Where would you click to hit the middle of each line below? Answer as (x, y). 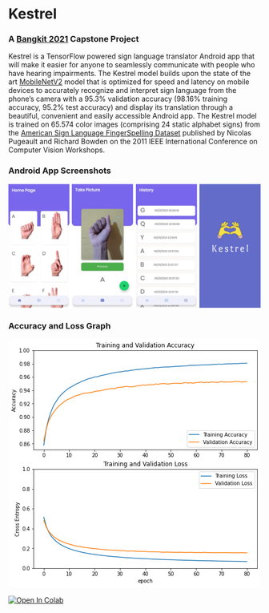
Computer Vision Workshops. (57, 150)
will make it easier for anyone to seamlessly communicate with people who (132, 65)
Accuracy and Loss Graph (60, 325)
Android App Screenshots (60, 171)
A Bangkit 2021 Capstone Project (74, 39)
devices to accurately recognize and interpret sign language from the (122, 91)
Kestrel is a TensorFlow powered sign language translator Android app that (131, 56)
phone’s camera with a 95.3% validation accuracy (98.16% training (118, 99)
